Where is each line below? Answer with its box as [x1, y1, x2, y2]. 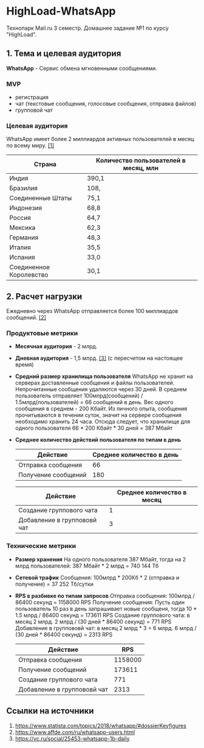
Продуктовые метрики [6, 329, 78, 338]
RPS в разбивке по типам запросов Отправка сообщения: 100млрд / [15, 592, 195, 599]
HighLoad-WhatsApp [6, 4, 116, 18]
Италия [9, 243, 32, 252]
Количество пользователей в [96, 156, 186, 165]
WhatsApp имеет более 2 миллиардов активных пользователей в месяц [6, 136, 194, 143]
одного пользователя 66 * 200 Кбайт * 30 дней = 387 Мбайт [15, 424, 173, 432]
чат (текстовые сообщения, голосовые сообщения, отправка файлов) [15, 100, 197, 108]
